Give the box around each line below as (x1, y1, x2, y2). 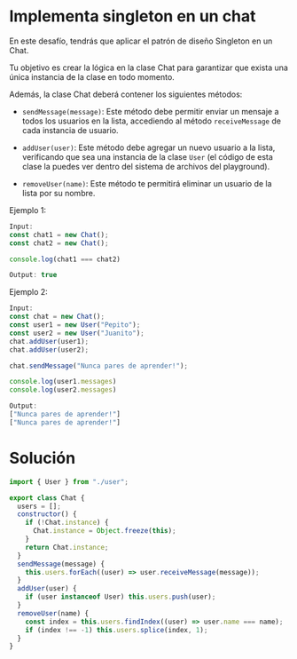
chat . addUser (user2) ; (9, 345, 90, 354)
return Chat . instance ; (25, 543, 109, 552)
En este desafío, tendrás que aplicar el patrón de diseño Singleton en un (9, 36, 273, 46)
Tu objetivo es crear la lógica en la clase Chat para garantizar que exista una (9, 62, 288, 73)
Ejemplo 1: (9, 204, 47, 215)
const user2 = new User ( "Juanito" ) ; (9, 329, 145, 337)
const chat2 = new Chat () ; (9, 238, 109, 248)
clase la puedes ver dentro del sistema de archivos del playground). (21, 161, 270, 171)
